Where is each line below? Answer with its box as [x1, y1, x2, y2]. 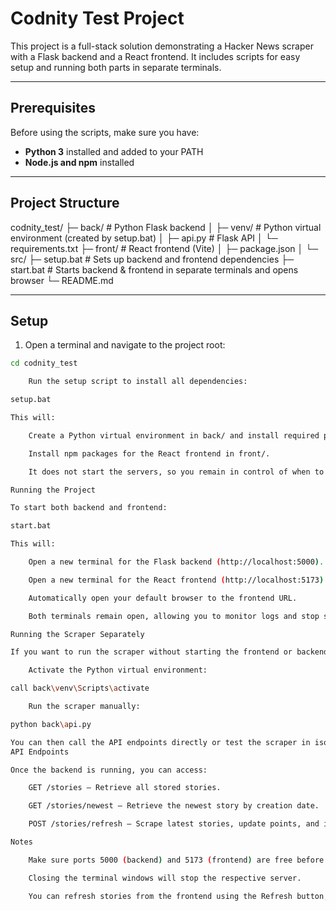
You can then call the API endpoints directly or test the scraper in [10, 737, 311, 747]
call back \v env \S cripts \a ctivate [10, 683, 150, 694]
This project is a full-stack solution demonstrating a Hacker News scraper [10, 40, 314, 52]
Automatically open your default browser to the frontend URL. [28, 593, 298, 603]
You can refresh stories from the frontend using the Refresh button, [28, 891, 329, 901]
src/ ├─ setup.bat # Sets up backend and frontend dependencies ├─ [10, 253, 295, 265]
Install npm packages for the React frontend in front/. [28, 448, 271, 459]
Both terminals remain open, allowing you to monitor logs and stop [28, 611, 320, 621]
